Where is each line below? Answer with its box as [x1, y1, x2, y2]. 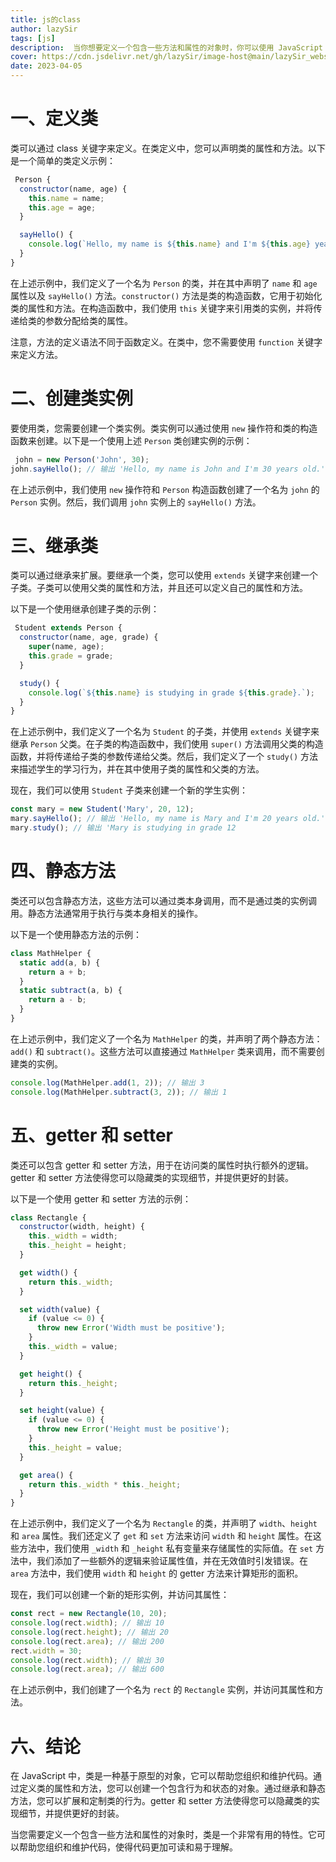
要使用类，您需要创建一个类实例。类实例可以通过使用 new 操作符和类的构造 [10, 422, 318, 434]
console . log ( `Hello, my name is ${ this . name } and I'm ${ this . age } [28, 239, 311, 250]
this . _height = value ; [28, 1442, 123, 1453]
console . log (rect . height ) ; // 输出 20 [10, 1627, 169, 1637]
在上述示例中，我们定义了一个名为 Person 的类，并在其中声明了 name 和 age [10, 277, 318, 289]
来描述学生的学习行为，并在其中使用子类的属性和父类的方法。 [10, 763, 265, 775]
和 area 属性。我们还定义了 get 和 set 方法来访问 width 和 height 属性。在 [10, 1530, 313, 1542]
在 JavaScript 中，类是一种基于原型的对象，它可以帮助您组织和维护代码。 [10, 1770, 314, 1782]
